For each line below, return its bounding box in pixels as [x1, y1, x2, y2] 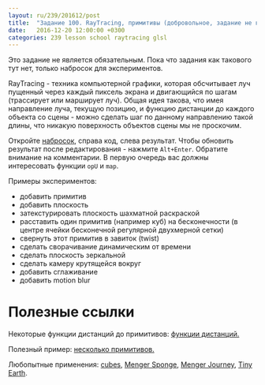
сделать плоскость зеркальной [19, 250, 126, 260]
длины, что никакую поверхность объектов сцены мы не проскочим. [8, 121, 242, 130]
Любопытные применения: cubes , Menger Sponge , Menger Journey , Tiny [8, 360, 252, 369]
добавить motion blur [19, 275, 91, 285]
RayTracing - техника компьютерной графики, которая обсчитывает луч [8, 79, 251, 88]
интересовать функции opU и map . [8, 161, 119, 170]
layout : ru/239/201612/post [8, 11, 101, 20]
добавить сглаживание [19, 267, 99, 277]
